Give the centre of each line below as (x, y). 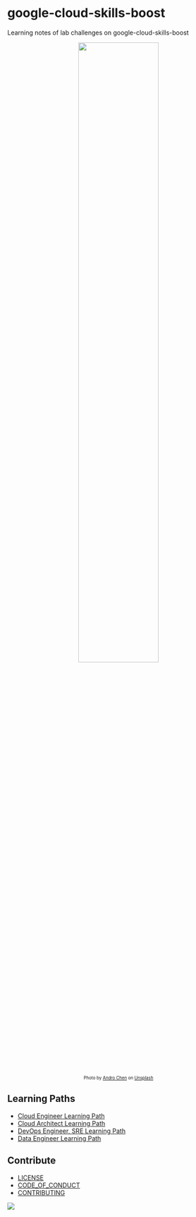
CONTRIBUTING (41, 1192)
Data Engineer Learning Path (59, 1138)
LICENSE (31, 1177)
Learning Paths (41, 1099)
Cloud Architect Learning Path (61, 1123)
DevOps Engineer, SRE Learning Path (71, 1131)
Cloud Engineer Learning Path (61, 1116)
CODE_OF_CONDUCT (49, 1185)
